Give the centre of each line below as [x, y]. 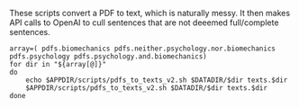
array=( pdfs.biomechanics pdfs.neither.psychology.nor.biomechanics [143, 49]
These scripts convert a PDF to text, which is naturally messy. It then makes [150, 13]
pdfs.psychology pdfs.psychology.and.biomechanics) [108, 57]
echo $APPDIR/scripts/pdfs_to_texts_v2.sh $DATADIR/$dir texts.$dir [157, 80]
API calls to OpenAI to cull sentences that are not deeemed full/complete [144, 22]
